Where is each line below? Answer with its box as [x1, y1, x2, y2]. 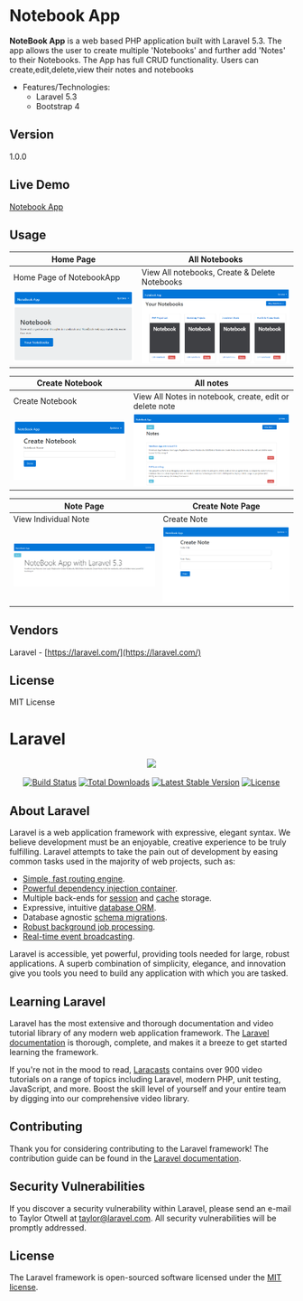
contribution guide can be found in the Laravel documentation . [9, 1153, 242, 1164]
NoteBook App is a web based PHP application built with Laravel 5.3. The [9, 35, 282, 46]
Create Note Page [192, 501, 261, 511]
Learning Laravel [9, 994, 106, 1009]
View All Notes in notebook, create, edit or [133, 390, 289, 402]
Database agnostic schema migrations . [22, 912, 169, 922]
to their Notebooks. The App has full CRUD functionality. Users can [9, 54, 259, 65]
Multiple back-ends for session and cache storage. [22, 893, 212, 903]
